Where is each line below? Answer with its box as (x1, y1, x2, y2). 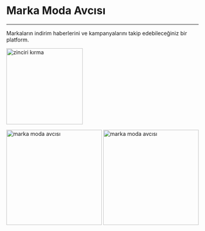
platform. (6, 36, 29, 43)
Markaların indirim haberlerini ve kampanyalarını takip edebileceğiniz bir (6, 29, 187, 37)
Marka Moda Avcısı (6, 4, 106, 18)
